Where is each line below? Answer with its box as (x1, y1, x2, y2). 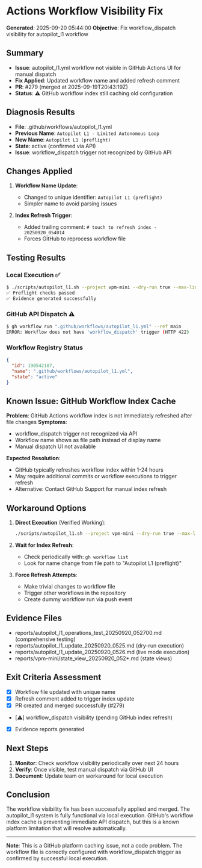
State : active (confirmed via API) (14, 142, 96, 149)
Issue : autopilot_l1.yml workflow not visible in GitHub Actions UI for (14, 64, 182, 71)
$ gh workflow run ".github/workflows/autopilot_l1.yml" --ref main (6, 323, 182, 329)
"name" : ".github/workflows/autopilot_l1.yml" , (11, 368, 133, 374)
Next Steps (6, 743, 49, 754)
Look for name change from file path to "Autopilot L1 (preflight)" (23, 559, 182, 567)
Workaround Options (6, 503, 87, 513)
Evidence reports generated (14, 725, 85, 732)
